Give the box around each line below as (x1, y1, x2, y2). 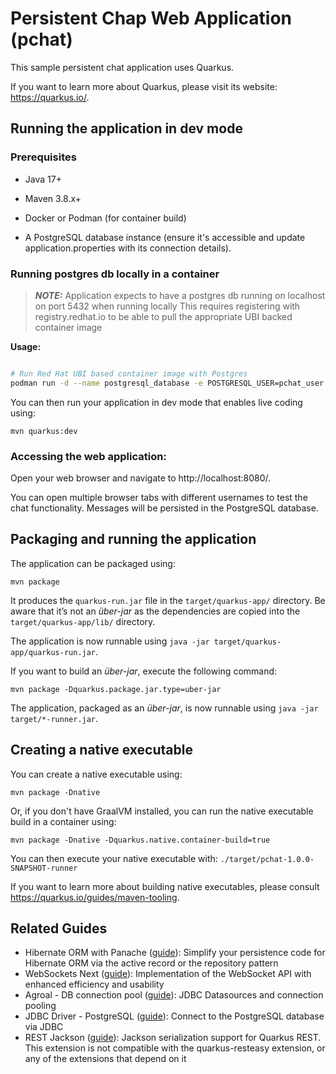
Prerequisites (10, 150, 77, 164)
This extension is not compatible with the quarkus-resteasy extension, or (24, 1042, 326, 1054)
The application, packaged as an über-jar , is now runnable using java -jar (10, 702, 319, 714)
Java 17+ (24, 173, 62, 185)
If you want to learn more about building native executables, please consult (10, 880, 320, 892)
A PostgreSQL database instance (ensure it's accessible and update (24, 231, 306, 243)
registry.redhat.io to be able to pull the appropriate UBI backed (34, 310, 293, 322)
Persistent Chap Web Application (10, 7, 293, 30)
